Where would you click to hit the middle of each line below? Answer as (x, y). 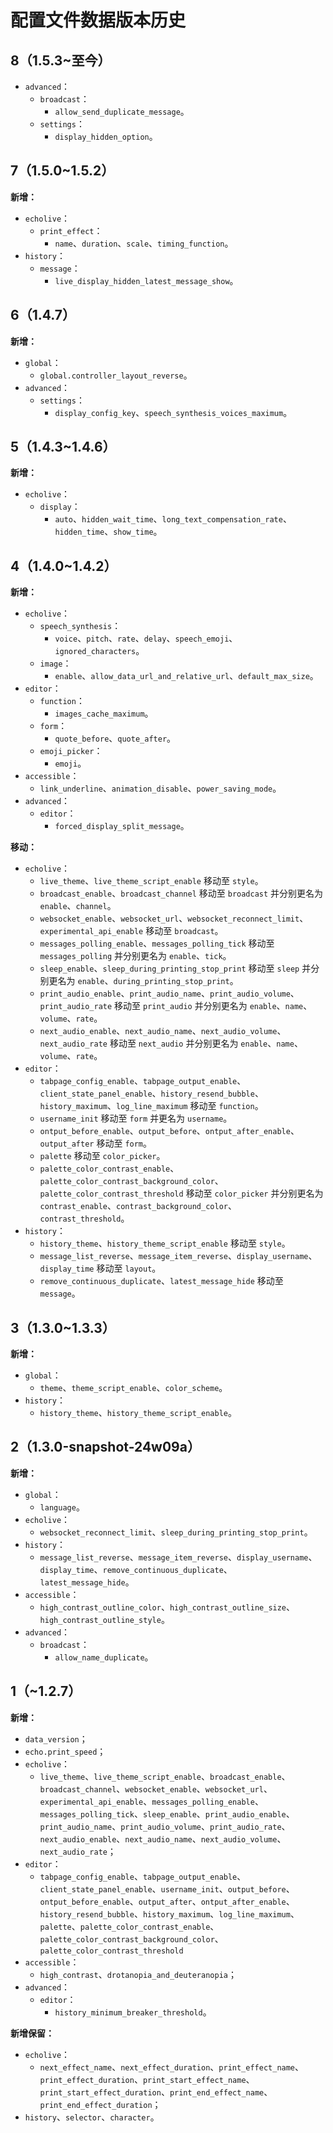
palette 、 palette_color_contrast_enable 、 (129, 1926)
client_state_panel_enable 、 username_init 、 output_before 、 (167, 1888)
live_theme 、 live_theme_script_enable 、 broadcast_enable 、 (165, 1776)
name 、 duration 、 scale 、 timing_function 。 (144, 243)
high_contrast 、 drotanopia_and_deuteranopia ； (138, 1974)
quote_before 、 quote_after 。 (115, 738)
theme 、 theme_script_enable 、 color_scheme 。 (133, 1388)
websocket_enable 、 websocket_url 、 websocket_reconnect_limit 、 (174, 918)
